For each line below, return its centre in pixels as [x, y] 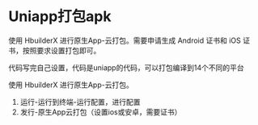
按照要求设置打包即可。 [61, 50]
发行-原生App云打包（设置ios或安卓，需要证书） [101, 112]
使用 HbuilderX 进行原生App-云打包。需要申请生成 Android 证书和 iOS [125, 40]
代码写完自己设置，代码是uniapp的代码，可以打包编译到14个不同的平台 [126, 67]
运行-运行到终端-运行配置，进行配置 [80, 102]
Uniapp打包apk [60, 17]
